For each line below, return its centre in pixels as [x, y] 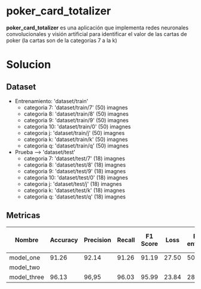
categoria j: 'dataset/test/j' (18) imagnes [73, 183]
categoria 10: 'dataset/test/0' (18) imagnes [76, 177]
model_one [25, 257]
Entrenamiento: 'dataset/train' [51, 101]
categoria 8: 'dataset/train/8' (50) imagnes [76, 114]
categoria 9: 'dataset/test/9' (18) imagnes [75, 171]
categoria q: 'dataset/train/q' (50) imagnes [76, 146]
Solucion [29, 65]
